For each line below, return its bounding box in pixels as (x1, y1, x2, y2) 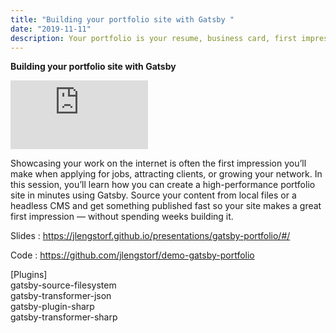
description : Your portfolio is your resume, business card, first (10, 33, 298, 43)
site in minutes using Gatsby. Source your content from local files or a (10, 189, 297, 201)
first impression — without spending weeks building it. (10, 211, 234, 223)
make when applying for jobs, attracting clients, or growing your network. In (10, 168, 323, 180)
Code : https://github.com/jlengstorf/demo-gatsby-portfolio (10, 249, 255, 261)
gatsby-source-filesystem (10, 279, 117, 291)
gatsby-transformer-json (10, 290, 112, 302)
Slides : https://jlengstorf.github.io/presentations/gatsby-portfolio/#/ (10, 230, 291, 242)
